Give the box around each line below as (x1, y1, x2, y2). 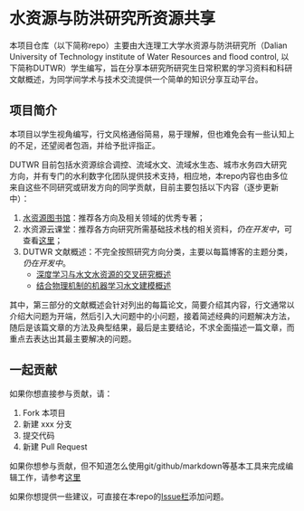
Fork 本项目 (22, 407, 66, 418)
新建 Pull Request (22, 440, 88, 452)
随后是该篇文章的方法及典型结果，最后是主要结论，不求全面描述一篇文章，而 (9, 322, 295, 333)
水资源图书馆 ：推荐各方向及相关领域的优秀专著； (22, 212, 205, 222)
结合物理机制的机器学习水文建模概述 (35, 279, 172, 290)
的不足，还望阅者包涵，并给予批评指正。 (9, 139, 160, 150)
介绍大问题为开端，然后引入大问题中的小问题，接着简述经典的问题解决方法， (9, 310, 295, 321)
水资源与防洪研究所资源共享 (9, 8, 216, 29)
